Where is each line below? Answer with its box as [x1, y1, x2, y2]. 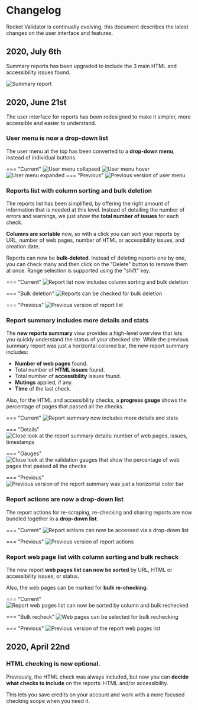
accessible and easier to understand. [6, 119, 96, 126]
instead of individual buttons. [6, 153, 77, 161]
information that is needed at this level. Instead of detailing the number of [6, 206, 185, 213]
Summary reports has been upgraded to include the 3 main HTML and [6, 62, 177, 69]
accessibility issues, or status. [6, 573, 80, 580]
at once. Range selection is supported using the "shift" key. [6, 267, 151, 274]
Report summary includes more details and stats [6, 316, 149, 325]
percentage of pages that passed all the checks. [6, 403, 124, 410]
